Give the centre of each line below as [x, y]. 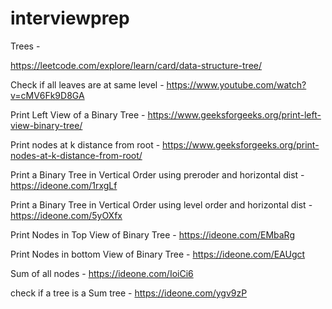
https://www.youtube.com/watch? [236, 84]
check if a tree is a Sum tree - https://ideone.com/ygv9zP [129, 293]
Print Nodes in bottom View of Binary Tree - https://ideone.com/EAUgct [158, 254]
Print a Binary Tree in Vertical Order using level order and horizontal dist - [161, 204]
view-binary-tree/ [46, 125]
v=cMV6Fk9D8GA [47, 95]
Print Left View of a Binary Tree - [78, 114]
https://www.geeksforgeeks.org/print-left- [234, 114]
